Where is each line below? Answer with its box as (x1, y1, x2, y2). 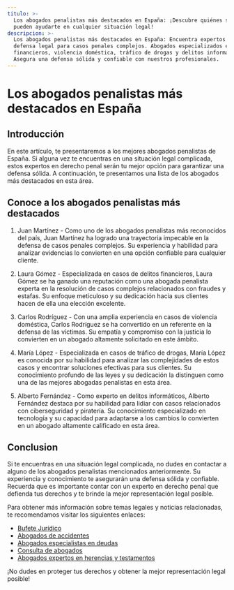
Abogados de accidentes (17, 531, 90, 540)
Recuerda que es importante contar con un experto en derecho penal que (7, 482, 219, 491)
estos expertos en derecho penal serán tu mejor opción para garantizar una (7, 161, 224, 170)
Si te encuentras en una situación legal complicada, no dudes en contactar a (7, 460, 227, 469)
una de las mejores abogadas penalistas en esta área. (17, 378, 172, 386)
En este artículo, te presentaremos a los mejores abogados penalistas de (7, 147, 216, 155)
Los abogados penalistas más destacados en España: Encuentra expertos (13, 36, 226, 43)
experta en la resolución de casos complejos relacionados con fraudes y (17, 284, 226, 293)
